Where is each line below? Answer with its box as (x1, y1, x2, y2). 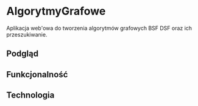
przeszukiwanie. (6, 30, 48, 38)
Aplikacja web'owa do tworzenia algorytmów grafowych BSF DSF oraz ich (6, 24, 193, 32)
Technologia (6, 90, 55, 101)
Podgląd (6, 49, 38, 59)
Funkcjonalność (6, 69, 68, 80)
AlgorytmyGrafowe (6, 4, 106, 18)
